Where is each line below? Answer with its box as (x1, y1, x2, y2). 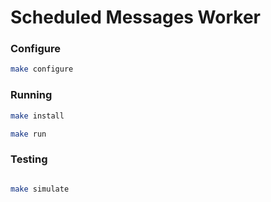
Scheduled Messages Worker (10, 6, 261, 29)
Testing (10, 152, 48, 166)
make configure (10, 64, 74, 75)
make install (10, 111, 65, 121)
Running (10, 88, 53, 102)
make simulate (10, 184, 70, 194)
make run (10, 129, 47, 139)
